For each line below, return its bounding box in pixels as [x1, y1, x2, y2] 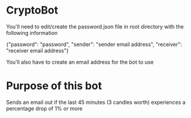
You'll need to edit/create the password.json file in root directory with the [6, 23, 184, 30]
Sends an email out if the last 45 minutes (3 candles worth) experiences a [6, 99, 186, 106]
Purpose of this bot [6, 79, 102, 93]
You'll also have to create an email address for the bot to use [6, 58, 154, 65]
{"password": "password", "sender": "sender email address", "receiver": [6, 41, 182, 48]
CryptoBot [6, 4, 59, 17]
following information [6, 29, 58, 36]
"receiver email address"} [6, 47, 69, 54]
